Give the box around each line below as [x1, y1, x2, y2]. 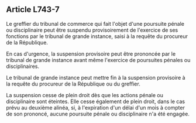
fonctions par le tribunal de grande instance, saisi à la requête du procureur [6, 32, 188, 40]
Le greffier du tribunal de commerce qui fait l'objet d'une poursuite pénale [6, 20, 185, 27]
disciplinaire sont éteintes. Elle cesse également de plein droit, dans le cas [6, 98, 185, 105]
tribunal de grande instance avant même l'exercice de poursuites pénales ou [6, 56, 191, 63]
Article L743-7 [6, 5, 60, 15]
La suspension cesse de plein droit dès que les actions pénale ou [6, 91, 164, 98]
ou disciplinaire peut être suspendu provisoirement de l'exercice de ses [6, 26, 178, 33]
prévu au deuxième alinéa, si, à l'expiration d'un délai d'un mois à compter [6, 104, 185, 111]
